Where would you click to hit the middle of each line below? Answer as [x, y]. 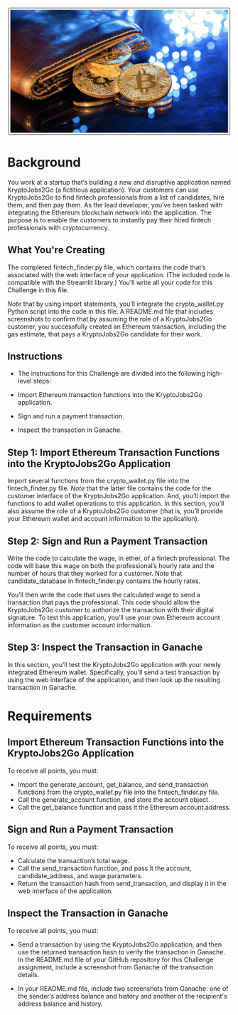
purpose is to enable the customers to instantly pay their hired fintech [109, 220]
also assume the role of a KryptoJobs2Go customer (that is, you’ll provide [115, 511]
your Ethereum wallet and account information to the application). [103, 519]
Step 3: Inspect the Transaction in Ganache [105, 648]
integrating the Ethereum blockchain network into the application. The [109, 212]
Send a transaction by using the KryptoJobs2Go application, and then [120, 944]
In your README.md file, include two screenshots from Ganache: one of [123, 988]
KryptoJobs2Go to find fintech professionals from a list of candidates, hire [116, 197]
